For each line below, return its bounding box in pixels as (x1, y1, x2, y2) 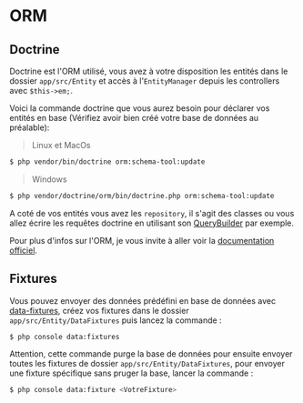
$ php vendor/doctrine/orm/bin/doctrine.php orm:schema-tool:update (9, 191, 275, 200)
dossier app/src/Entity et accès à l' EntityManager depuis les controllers (9, 76, 280, 86)
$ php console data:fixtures (9, 332, 120, 341)
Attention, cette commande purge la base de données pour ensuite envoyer (9, 348, 293, 359)
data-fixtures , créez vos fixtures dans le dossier (9, 305, 189, 316)
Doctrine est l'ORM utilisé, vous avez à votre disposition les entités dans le (9, 65, 288, 76)
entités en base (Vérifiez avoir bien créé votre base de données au (9, 113, 259, 123)
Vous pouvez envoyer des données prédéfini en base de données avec (9, 295, 276, 306)
